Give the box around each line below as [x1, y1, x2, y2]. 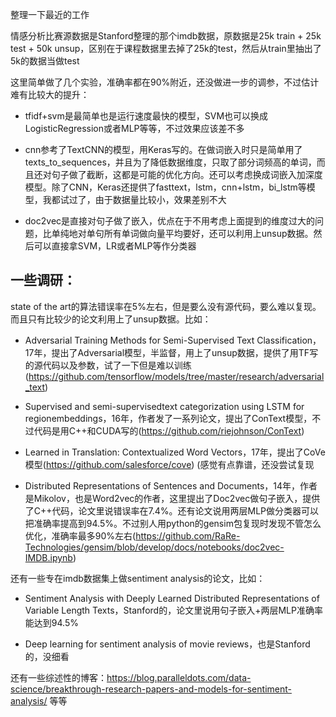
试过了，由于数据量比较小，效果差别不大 [59, 194, 227, 205]
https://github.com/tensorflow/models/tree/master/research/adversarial [28, 370, 325, 382]
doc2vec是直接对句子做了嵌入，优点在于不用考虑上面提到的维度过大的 [24, 215, 316, 227]
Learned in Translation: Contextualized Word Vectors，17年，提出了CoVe [24, 446, 326, 458]
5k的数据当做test [10, 55, 80, 67]
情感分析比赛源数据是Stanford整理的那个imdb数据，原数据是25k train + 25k [10, 30, 322, 42]
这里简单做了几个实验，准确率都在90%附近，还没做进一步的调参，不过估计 [10, 76, 320, 88]
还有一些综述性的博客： [10, 671, 107, 683]
